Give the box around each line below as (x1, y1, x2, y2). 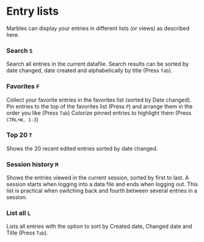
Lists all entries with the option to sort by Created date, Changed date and (6, 222, 192, 230)
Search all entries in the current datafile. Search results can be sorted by (6, 60, 189, 68)
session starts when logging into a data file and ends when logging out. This (6, 181, 199, 188)
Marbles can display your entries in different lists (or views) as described (6, 25, 190, 32)
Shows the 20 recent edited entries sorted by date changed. (6, 145, 158, 152)
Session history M (6, 160, 59, 168)
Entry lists (6, 4, 59, 18)
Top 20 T (6, 130, 32, 139)
